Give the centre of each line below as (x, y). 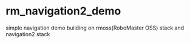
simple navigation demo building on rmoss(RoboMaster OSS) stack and (95, 28)
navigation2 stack (28, 34)
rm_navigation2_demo (63, 11)
